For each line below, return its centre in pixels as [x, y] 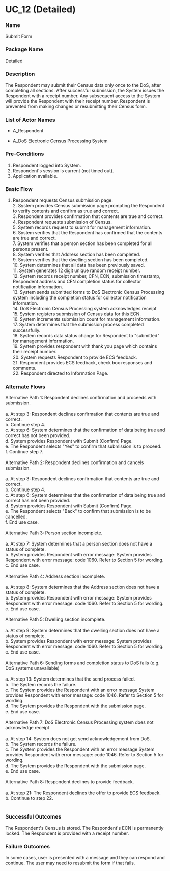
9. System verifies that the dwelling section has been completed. [80, 260]
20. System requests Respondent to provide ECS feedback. [75, 357]
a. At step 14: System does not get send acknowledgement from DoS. [78, 739]
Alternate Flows [25, 387]
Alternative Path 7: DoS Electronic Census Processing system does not [79, 722]
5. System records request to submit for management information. [82, 227]
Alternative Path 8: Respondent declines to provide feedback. [70, 782]
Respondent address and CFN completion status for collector [77, 281]
